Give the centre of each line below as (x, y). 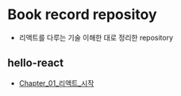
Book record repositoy (82, 15)
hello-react (36, 63)
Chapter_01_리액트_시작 (56, 83)
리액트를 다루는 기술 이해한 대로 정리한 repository (96, 37)
